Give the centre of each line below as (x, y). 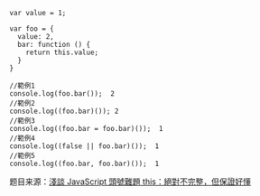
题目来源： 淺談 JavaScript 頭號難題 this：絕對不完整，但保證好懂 (130, 182)
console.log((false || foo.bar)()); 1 (84, 146)
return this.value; (62, 52)
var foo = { (32, 29)
